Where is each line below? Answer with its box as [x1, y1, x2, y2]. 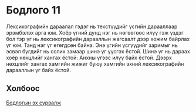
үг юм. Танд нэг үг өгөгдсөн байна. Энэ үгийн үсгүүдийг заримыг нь [6, 42, 178, 49]
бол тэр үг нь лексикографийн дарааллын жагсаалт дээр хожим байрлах [6, 35, 190, 42]
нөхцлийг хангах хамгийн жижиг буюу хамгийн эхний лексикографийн [6, 60, 184, 67]
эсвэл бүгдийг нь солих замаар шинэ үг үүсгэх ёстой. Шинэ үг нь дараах [6, 47, 191, 55]
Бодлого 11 [6, 4, 60, 17]
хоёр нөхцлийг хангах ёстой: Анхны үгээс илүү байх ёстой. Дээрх [6, 54, 172, 61]
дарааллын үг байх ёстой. [6, 66, 72, 73]
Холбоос [6, 83, 40, 94]
